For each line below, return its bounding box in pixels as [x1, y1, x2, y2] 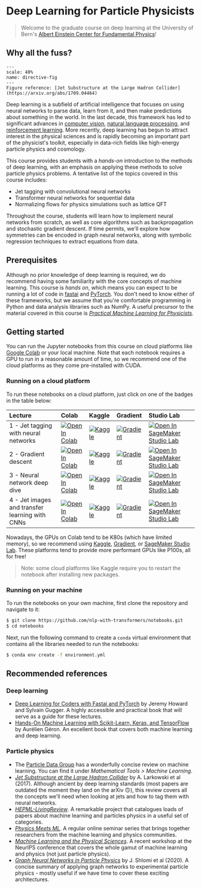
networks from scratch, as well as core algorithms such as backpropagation [6, 218, 193, 226]
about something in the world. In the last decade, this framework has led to [6, 113, 191, 121]
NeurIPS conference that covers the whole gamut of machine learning [14, 844, 188, 851]
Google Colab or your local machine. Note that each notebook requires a [6, 349, 185, 356]
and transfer [9, 503, 44, 511]
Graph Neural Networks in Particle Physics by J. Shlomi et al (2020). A [14, 856, 189, 863]
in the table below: [6, 397, 52, 404]
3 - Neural [9, 470, 39, 479]
